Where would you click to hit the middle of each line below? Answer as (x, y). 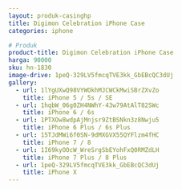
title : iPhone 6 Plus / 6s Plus (77, 128)
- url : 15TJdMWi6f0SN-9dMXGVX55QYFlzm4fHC (87, 135)
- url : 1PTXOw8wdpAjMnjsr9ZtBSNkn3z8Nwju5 (87, 120)
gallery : (23, 82)
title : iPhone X (50, 173)
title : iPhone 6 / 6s (59, 113)
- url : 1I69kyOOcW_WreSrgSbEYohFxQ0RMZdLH (87, 150)
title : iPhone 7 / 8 (57, 142)
